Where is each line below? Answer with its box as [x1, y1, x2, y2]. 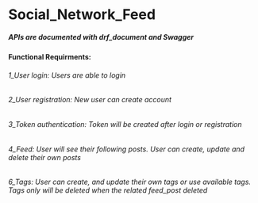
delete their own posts [8, 152, 82, 162]
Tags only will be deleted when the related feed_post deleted [8, 186, 208, 195]
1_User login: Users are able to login [8, 70, 126, 80]
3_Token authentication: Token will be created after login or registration [8, 119, 242, 128]
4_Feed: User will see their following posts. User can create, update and [8, 144, 245, 154]
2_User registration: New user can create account [8, 95, 172, 105]
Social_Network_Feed [8, 6, 156, 24]
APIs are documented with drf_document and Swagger [8, 32, 194, 41]
